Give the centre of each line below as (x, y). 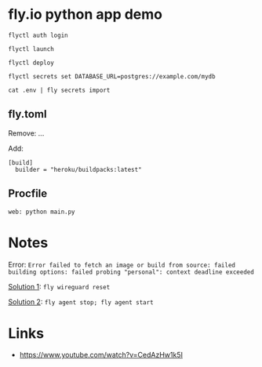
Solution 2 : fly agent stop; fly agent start (81, 302)
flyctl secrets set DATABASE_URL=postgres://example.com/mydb (112, 76)
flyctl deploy (31, 63)
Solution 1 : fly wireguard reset (59, 286)
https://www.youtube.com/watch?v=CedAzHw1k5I (101, 355)
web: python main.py (42, 212)
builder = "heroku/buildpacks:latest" (79, 169)
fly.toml (27, 114)
